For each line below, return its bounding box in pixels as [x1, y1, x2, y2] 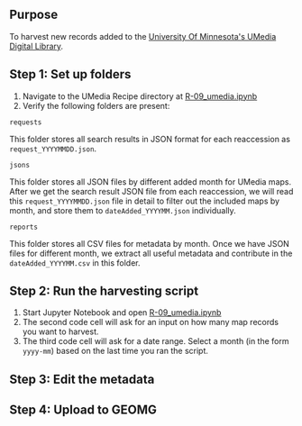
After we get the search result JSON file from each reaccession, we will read [9, 186, 294, 196]
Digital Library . [9, 41, 64, 51]
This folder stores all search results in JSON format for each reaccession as [9, 133, 291, 144]
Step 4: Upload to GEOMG [9, 403, 158, 418]
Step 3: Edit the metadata [9, 371, 155, 386]
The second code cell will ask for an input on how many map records [22, 317, 279, 328]
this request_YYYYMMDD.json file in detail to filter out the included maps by [9, 195, 280, 206]
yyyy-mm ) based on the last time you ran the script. [22, 346, 209, 357]
